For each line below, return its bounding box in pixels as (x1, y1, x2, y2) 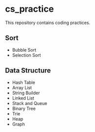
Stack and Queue (12, 100, 47, 106)
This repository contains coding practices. (5, 20, 91, 26)
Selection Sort (12, 52, 41, 58)
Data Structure (5, 66, 51, 75)
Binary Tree (12, 106, 36, 111)
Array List (12, 84, 32, 90)
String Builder (12, 90, 40, 96)
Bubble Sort (12, 47, 37, 53)
